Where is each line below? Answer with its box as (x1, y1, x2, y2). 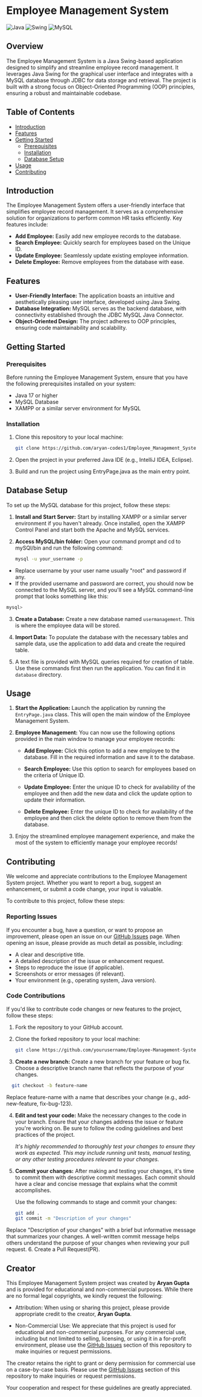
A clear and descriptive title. (14, 951, 86, 958)
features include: (6, 221, 48, 228)
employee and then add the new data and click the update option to (24, 790, 192, 797)
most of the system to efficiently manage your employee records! (14, 839, 178, 846)
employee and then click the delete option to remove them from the (24, 815, 192, 822)
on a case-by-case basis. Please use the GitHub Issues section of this (6, 1366, 180, 1373)
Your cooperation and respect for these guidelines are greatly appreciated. (6, 1384, 192, 1392)
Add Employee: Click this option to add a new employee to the (24, 747, 180, 754)
